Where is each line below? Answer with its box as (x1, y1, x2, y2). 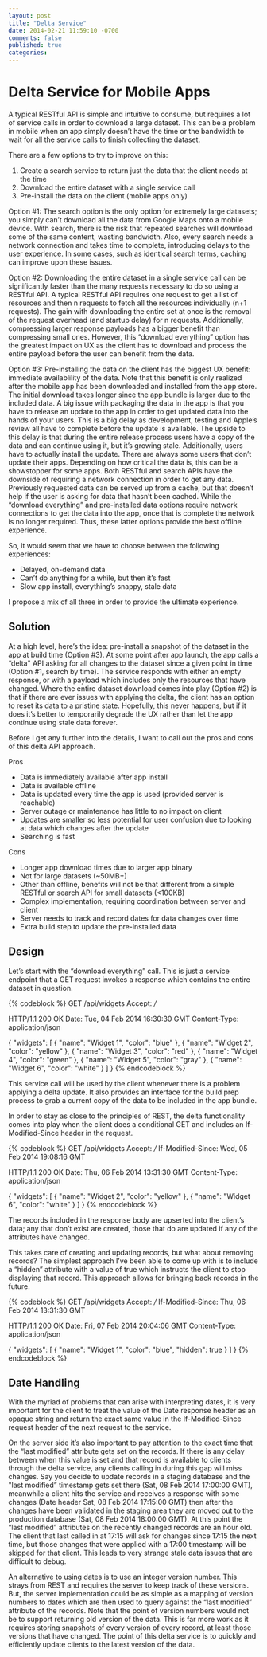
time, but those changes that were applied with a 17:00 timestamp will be (8, 1540, 246, 1549)
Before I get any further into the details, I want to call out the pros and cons (8, 732, 254, 742)
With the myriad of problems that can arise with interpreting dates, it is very (8, 1397, 256, 1407)
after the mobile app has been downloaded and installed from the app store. (8, 381, 257, 391)
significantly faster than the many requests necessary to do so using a (8, 281, 238, 291)
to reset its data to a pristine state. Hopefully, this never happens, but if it (8, 701, 246, 710)
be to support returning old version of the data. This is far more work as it (8, 1615, 249, 1624)
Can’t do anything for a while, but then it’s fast (19, 573, 171, 583)
